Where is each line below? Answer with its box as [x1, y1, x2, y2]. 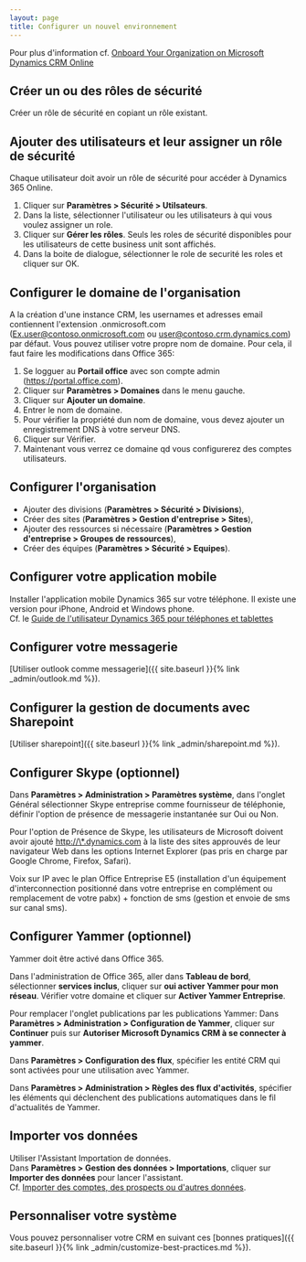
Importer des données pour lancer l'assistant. [9, 1171, 184, 1182]
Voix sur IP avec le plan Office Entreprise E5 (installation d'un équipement [9, 873, 287, 883]
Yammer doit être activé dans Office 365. [9, 953, 164, 964]
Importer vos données [9, 1128, 139, 1144]
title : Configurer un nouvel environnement [9, 22, 178, 31]
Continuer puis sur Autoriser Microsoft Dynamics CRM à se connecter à [9, 1027, 287, 1038]
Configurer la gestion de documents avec [9, 700, 251, 715]
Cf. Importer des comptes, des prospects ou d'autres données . [9, 1182, 247, 1192]
